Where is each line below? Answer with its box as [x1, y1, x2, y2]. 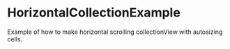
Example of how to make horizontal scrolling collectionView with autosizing [7, 28, 223, 36]
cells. [7, 35, 23, 43]
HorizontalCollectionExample [7, 5, 181, 21]
